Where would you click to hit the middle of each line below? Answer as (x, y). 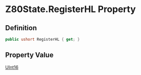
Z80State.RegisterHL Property (70, 9)
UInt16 (12, 67)
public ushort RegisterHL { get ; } (43, 39)
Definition (21, 28)
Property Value (29, 55)
